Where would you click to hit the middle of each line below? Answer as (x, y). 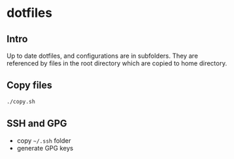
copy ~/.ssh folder (44, 140)
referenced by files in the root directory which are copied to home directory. (117, 63)
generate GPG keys (45, 148)
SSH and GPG (37, 123)
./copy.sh (21, 101)
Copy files (30, 85)
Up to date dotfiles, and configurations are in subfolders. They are (103, 56)
